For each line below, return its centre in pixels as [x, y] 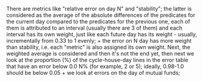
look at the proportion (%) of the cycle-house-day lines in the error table [97, 60]
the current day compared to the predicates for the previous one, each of [98, 21]
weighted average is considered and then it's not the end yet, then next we [100, 53]
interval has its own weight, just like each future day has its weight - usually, [102, 34]
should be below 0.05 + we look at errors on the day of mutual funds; [93, 73]
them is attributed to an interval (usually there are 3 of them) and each [94, 28]
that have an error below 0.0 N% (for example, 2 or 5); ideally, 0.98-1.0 [95, 66]
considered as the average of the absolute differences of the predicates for [101, 15]
